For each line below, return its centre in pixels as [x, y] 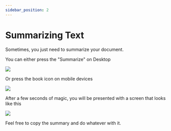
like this [13, 103]
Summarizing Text [45, 35]
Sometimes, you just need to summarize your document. [64, 49]
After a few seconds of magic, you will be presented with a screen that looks [85, 98]
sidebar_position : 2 [27, 10]
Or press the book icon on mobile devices [49, 78]
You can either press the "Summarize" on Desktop [58, 59]
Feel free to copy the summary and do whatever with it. [63, 123]
